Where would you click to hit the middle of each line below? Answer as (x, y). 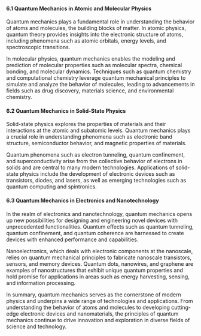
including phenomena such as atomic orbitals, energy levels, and (86, 41)
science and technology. (36, 326)
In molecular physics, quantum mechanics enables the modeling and (91, 59)
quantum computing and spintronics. (51, 187)
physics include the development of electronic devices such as (98, 174)
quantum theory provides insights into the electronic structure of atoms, (95, 34)
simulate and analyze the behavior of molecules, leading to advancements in (100, 85)
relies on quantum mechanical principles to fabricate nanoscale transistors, (99, 257)
